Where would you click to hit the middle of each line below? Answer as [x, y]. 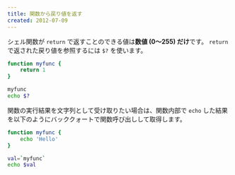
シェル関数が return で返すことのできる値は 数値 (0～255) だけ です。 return [118, 41]
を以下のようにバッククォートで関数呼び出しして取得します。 [97, 119]
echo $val [22, 165]
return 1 [33, 70]
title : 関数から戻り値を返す [45, 14]
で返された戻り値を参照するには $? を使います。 [77, 50]
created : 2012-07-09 [38, 20]
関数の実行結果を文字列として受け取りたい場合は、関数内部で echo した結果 [118, 110]
